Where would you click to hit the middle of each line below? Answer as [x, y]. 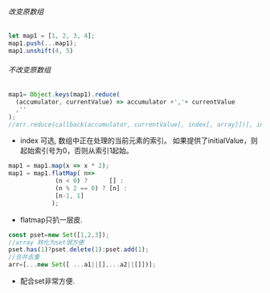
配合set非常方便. [47, 281]
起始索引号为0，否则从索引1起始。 [77, 151]
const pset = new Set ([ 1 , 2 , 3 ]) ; [59, 235]
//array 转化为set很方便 [46, 242]
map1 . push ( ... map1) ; [43, 43]
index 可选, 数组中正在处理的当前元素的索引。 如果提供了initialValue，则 [139, 140]
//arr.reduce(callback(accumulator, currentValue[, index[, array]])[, [131, 124]
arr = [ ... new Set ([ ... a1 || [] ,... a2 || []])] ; [82, 265]
